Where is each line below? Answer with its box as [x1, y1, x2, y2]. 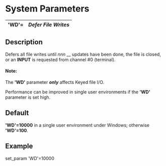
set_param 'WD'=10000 [5, 155, 54, 161]
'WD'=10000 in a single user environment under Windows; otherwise [5, 122, 150, 128]
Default [5, 109, 29, 117]
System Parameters [5, 3, 90, 15]
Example [5, 142, 33, 150]
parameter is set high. [5, 94, 51, 100]
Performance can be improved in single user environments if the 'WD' [5, 89, 151, 95]
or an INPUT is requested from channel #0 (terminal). [5, 56, 116, 63]
